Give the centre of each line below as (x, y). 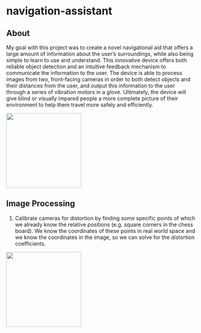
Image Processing (40, 204)
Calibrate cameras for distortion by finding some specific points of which (105, 218)
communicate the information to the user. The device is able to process (94, 73)
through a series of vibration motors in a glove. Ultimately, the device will (96, 92)
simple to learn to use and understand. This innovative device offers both (97, 60)
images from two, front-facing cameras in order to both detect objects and (98, 79)
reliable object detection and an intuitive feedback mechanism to (86, 66)
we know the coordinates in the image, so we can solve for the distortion (105, 237)
